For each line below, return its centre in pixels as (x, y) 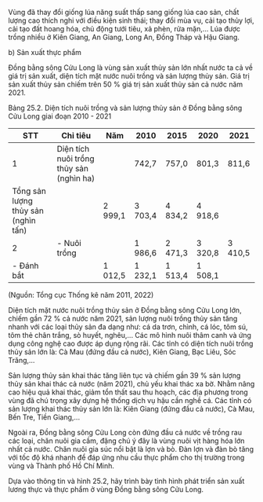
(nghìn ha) (76, 178)
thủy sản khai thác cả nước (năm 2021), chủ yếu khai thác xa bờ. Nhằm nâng (131, 384)
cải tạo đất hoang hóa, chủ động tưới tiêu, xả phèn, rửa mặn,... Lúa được (124, 29)
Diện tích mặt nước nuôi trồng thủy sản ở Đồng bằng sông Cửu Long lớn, (125, 310)
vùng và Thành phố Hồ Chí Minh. (61, 466)
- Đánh (25, 266)
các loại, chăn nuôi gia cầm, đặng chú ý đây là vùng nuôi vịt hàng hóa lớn (126, 441)
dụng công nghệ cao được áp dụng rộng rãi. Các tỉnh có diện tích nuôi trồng (131, 343)
